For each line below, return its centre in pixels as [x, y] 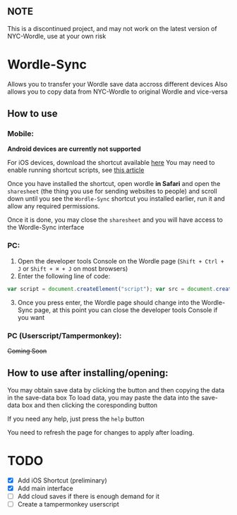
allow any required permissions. [54, 206]
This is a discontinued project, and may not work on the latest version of [112, 28]
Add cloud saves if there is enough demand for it [89, 496]
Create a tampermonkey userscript [68, 504]
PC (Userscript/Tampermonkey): [65, 335]
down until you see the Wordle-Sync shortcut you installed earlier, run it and [116, 199]
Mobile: [20, 134]
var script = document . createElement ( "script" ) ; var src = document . [112, 289]
